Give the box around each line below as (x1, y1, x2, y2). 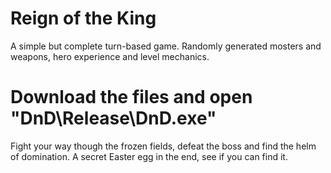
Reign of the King (10, 7, 157, 30)
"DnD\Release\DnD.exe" (10, 107, 217, 130)
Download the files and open (10, 86, 253, 109)
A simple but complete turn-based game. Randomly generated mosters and (10, 40, 322, 52)
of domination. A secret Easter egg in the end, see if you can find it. (10, 150, 288, 162)
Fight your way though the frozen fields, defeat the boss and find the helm (10, 140, 317, 152)
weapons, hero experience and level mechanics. (10, 50, 210, 62)
